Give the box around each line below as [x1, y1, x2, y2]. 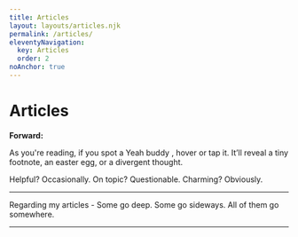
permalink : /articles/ [9, 29, 93, 38]
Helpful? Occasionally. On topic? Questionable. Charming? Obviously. [9, 174, 263, 185]
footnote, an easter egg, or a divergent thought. [9, 156, 184, 167]
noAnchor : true [9, 63, 66, 72]
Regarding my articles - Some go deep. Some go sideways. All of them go [9, 199, 279, 209]
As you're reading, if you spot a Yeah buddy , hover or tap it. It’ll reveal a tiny [9, 147, 289, 158]
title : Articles [9, 12, 69, 22]
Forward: [9, 130, 44, 140]
